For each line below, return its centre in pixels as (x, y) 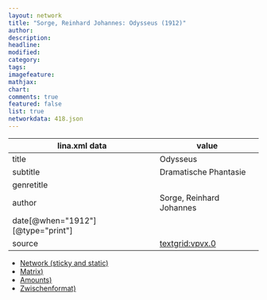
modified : (25, 52)
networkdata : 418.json (46, 119)
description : (30, 38)
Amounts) (36, 279)
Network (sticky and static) (64, 263)
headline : (25, 45)
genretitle (30, 185)
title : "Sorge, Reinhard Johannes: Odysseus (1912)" (97, 23)
